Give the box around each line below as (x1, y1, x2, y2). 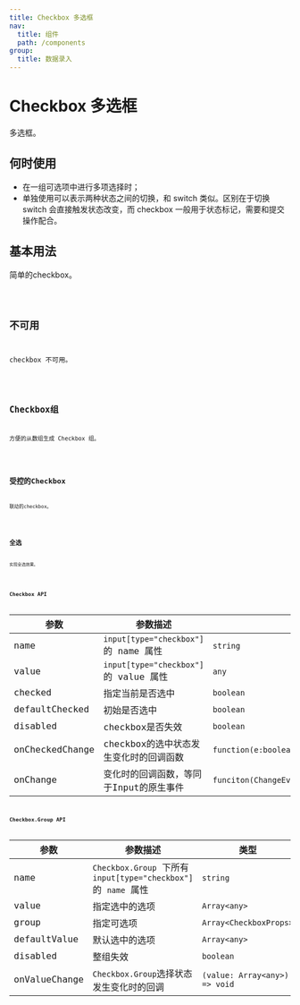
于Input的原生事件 (103, 781, 185, 793)
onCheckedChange (13, 744, 96, 756)
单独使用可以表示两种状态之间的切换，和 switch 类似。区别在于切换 (21, 192, 271, 203)
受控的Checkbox (9, 476, 66, 486)
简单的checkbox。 (9, 269, 78, 280)
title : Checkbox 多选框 (9, 13, 94, 22)
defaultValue (13, 933, 79, 945)
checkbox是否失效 (103, 721, 183, 733)
